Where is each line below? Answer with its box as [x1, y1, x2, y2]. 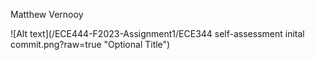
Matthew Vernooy [10, 9, 84, 20]
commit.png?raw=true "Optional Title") [10, 39, 171, 50]
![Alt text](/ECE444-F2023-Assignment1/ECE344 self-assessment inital [10, 28, 305, 39]
